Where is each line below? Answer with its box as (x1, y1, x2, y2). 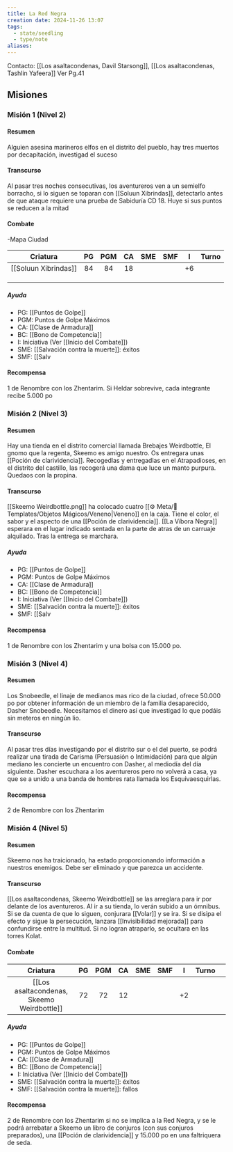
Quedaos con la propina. (7, 471, 78, 480)
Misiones (7, 89, 48, 101)
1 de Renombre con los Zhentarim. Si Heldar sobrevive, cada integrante (7, 384, 211, 393)
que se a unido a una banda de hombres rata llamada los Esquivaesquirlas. (7, 774, 221, 783)
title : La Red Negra (7, 10, 67, 17)
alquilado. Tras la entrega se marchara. (7, 532, 119, 540)
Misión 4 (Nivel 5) (7, 823, 68, 833)
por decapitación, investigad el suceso (7, 150, 118, 159)
